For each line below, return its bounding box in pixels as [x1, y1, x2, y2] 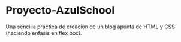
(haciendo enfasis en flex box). [5, 29, 82, 36]
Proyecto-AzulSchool [5, 4, 115, 17]
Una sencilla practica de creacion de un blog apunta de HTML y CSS [5, 23, 175, 30]
